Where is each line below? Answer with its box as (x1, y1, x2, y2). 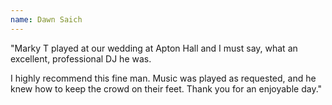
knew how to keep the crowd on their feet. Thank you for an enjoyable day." (10, 82, 323, 95)
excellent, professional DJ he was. (10, 52, 152, 65)
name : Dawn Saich (10, 14, 83, 25)
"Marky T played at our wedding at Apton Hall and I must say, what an (10, 42, 298, 54)
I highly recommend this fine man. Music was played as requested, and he (10, 72, 317, 84)
